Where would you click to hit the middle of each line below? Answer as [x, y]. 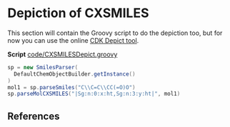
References [34, 116]
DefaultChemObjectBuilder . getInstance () [75, 74]
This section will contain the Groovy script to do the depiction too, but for [115, 33]
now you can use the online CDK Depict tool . [73, 40]
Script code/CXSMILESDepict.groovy [62, 54]
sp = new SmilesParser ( [43, 67]
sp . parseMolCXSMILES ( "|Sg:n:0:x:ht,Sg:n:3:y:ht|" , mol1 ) [94, 94]
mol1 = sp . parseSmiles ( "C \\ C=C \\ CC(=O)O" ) [71, 87]
